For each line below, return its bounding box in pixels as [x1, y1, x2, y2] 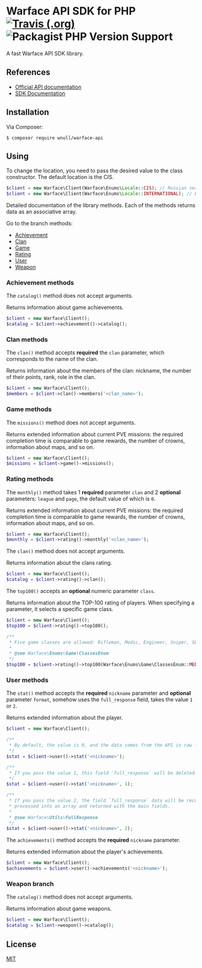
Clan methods [6, 336, 48, 344]
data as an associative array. [6, 208, 77, 215]
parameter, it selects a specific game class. [6, 606, 114, 613]
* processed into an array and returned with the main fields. [8, 803, 171, 809]
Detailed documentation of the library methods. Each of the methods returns [6, 202, 195, 209]
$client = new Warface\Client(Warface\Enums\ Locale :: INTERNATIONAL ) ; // [6, 191, 192, 197]
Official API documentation [14, 83, 82, 90]
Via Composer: [6, 123, 43, 130]
